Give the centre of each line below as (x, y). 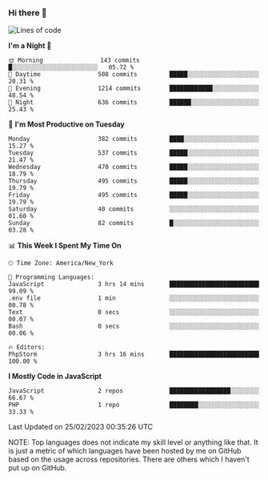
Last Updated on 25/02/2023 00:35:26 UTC (81, 427)
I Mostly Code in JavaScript (55, 377)
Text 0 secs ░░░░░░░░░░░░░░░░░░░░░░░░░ (134, 313)
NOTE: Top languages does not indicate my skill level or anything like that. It (133, 442)
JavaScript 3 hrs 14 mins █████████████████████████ (134, 284)
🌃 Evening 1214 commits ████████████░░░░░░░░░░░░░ (134, 89)
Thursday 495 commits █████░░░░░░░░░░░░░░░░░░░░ (134, 181)
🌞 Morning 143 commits (74, 61)
